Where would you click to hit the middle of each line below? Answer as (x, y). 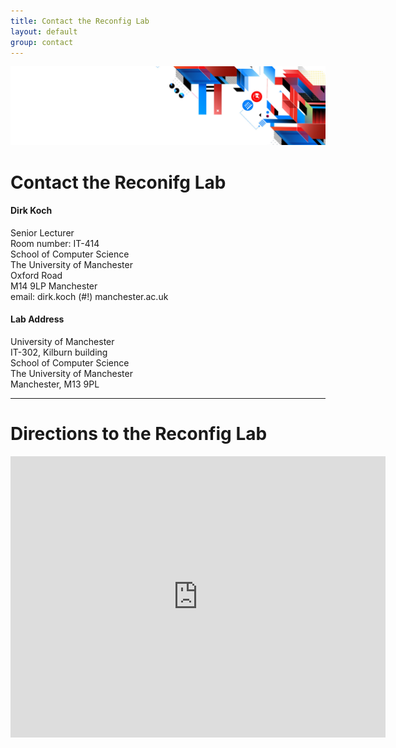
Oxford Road (36, 275)
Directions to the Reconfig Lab (139, 434)
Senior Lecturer (42, 232)
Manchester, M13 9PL (55, 384)
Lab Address (37, 319)
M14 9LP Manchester (54, 286)
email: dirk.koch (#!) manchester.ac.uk (89, 296)
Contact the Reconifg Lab (118, 182)
